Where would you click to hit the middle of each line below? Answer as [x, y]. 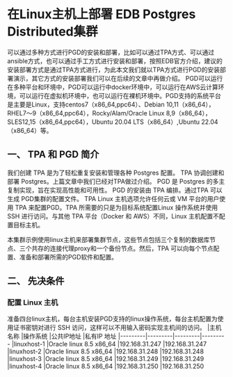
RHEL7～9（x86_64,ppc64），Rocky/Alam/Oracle [77, 113]
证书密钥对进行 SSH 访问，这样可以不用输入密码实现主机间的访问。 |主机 [117, 328]
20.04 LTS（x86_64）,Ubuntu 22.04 [166, 122]
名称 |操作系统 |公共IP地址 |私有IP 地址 [62, 336]
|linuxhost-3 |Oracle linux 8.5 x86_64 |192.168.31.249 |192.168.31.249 [106, 359]
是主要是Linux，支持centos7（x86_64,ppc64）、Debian [86, 104]
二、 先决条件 [36, 281]
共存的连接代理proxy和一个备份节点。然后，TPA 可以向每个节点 [122, 248]
